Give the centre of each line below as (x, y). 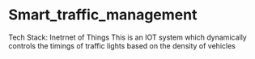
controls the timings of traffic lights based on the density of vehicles (122, 45)
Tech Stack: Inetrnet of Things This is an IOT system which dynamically (127, 37)
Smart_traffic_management (103, 15)
